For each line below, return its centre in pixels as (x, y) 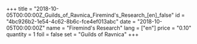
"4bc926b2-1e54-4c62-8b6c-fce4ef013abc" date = (71, 21)
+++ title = (20, 9)
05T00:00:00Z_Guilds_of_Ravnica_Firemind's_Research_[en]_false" (90, 15)
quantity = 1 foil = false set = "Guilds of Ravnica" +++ (73, 34)
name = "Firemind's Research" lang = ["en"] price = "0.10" (119, 28)
